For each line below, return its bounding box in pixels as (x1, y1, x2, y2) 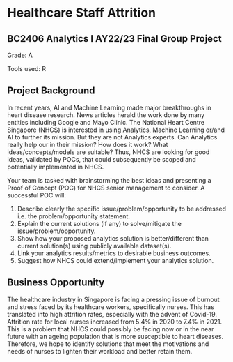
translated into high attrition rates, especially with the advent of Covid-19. (7, 310, 218, 318)
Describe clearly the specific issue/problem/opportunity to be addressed (17, 204, 227, 213)
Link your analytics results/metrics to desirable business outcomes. (17, 249, 211, 257)
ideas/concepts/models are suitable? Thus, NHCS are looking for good (7, 148, 210, 156)
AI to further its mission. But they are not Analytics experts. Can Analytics (7, 133, 218, 141)
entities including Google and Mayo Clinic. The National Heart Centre (7, 118, 205, 126)
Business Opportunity (7, 277, 105, 289)
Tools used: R (7, 65, 47, 73)
